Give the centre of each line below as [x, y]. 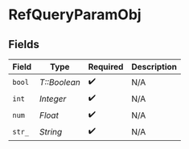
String [51, 131]
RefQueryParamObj [75, 15]
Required [106, 67]
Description [154, 67]
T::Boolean [60, 82]
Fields [24, 44]
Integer [53, 99]
